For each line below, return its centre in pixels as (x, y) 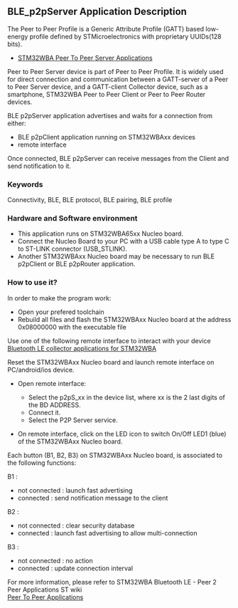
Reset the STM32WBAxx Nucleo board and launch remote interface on (111, 362)
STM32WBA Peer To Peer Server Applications (85, 58)
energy (18, 36)
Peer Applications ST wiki (45, 589)
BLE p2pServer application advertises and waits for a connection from (110, 115)
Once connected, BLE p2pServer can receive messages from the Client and (118, 158)
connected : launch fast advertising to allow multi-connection (107, 533)
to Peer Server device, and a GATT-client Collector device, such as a (108, 87)
